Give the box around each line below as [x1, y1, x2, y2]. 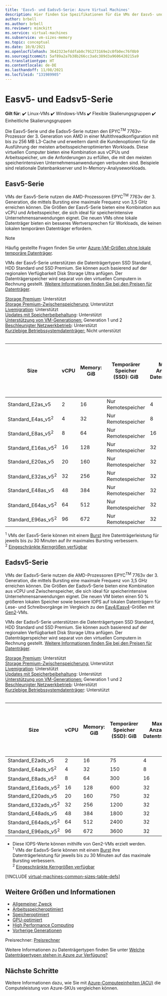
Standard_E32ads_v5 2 [7, 801, 60, 809]
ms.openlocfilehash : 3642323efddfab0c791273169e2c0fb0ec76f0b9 [5, 49, 139, 54]
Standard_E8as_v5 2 [7, 429, 54, 437]
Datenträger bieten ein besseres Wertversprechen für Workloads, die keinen [5, 220, 162, 226]
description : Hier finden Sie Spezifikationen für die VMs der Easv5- [5, 12, 155, 17]
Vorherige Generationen [12, 928, 62, 934]
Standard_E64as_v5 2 [7, 500, 57, 508]
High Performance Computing [12, 922, 74, 928]
